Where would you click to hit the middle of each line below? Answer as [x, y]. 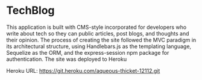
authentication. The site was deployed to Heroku [67, 59]
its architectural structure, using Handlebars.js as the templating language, [99, 46]
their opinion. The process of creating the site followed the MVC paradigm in [101, 40]
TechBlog [31, 11]
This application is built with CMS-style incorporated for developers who [96, 27]
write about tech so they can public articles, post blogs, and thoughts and [98, 33]
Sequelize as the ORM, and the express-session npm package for [88, 52]
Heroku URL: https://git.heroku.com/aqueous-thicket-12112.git [83, 70]
